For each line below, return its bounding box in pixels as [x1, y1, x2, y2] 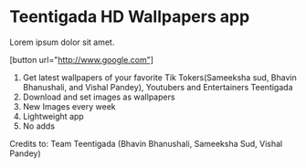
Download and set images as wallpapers [22, 91, 175, 102]
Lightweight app [22, 110, 84, 121]
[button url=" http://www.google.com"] [9, 54, 153, 65]
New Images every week [22, 100, 116, 111]
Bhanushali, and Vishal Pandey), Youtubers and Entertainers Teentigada [22, 81, 293, 92]
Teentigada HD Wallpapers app [9, 6, 250, 27]
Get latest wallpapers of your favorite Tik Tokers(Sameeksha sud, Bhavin [22, 71, 297, 83]
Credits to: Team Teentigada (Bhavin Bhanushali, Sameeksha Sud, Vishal [9, 138, 283, 149]
